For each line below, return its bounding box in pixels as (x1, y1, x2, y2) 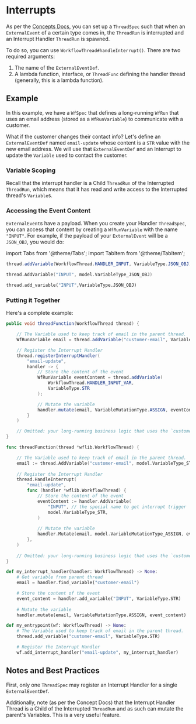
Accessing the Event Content (6, 206, 91, 214)
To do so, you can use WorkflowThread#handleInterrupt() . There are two (6, 46, 181, 53)
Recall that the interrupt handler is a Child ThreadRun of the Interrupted (6, 180, 174, 187)
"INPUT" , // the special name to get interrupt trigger (47, 504, 187, 510)
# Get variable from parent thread (16, 574, 103, 580)
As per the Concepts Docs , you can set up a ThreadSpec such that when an (6, 23, 185, 30)
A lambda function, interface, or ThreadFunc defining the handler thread (14, 70, 185, 77)
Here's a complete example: (6, 310, 73, 317)
